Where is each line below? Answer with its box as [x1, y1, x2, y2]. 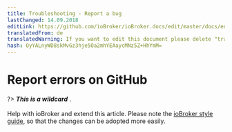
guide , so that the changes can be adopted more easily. [7, 117, 166, 125]
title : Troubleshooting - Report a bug [7, 10, 122, 17]
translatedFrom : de [7, 29, 64, 37]
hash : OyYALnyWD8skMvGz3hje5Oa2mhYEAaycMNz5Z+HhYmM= [7, 42, 162, 49]
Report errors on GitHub [7, 72, 148, 88]
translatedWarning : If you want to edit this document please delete [7, 36, 212, 43]
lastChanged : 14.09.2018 [7, 17, 79, 23]
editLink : [7, 23, 36, 30]
